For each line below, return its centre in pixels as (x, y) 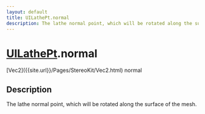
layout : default (27, 12)
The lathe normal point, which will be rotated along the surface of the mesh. (102, 104)
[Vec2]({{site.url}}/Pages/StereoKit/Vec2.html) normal (74, 70)
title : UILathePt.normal (38, 18)
